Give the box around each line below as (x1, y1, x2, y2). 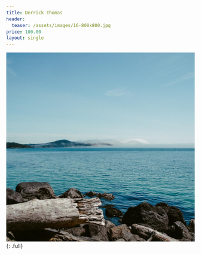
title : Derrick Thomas (6, 10, 63, 16)
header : (6, 16, 26, 22)
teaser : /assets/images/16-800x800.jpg (11, 22, 111, 28)
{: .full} (6, 242, 23, 250)
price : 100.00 (6, 29, 42, 35)
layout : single (6, 35, 44, 41)
